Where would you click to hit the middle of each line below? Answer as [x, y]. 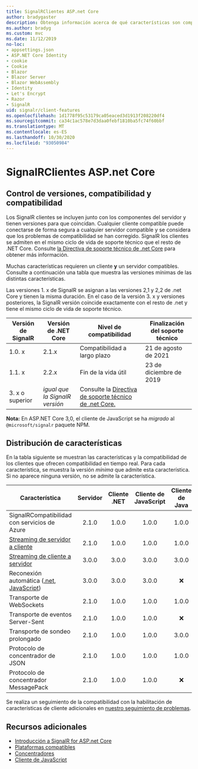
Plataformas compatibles [45, 747]
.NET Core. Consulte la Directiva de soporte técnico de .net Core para [91, 248]
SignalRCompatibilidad [40, 515]
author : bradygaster [32, 17]
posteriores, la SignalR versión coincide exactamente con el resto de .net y [97, 302]
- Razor [16, 99]
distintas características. [36, 279]
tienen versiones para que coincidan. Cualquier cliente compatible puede [95, 223]
